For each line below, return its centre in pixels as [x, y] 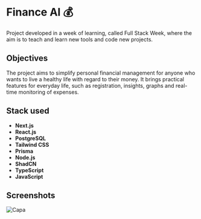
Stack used [28, 111]
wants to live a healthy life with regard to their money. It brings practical [95, 79]
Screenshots [31, 195]
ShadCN [26, 164]
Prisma [24, 151]
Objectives [27, 58]
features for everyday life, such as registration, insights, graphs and [90, 85]
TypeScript [29, 170]
